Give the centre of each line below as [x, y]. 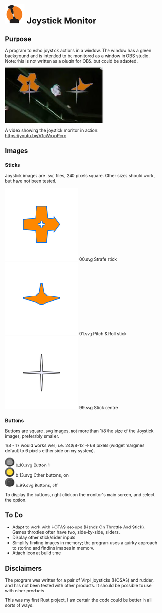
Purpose [18, 39]
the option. [16, 500]
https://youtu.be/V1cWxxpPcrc [36, 136]
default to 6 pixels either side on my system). [50, 450]
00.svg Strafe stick [98, 259]
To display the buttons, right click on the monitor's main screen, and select [80, 494]
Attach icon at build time [36, 553]
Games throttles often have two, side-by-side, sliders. [66, 532]
